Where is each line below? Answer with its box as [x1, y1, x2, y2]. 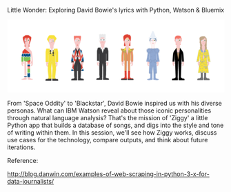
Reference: [7, 156, 39, 164]
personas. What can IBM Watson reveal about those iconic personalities [7, 106, 212, 115]
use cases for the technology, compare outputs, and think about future [7, 135, 208, 144]
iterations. [7, 143, 36, 151]
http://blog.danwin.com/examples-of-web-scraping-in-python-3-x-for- [7, 169, 210, 178]
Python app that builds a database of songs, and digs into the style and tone [7, 121, 224, 129]
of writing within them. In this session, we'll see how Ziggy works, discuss [7, 128, 217, 137]
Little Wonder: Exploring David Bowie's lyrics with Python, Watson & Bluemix [7, 6, 225, 14]
